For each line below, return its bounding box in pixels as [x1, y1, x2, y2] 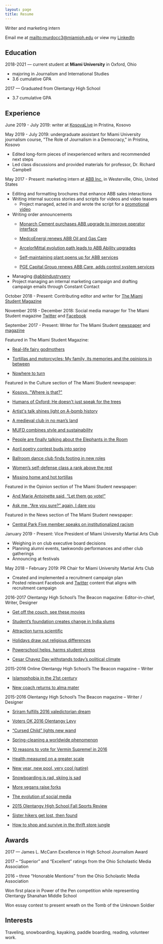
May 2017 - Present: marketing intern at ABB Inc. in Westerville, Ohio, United [5, 176, 158, 182]
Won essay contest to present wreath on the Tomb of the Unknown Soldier [5, 902, 155, 908]
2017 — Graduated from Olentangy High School [5, 86, 101, 92]
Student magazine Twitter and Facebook [5, 313, 87, 319]
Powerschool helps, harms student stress [12, 647, 95, 653]
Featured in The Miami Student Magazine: [5, 337, 89, 343]
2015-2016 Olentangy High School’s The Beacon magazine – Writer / [5, 694, 142, 700]
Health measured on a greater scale [12, 756, 84, 762]
